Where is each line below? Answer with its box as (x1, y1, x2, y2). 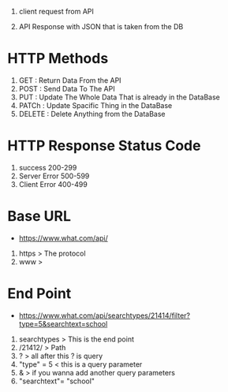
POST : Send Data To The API (18, 84, 115, 93)
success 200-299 (18, 162, 77, 172)
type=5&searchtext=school (18, 319, 108, 328)
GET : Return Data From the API (18, 75, 121, 85)
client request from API (18, 7, 94, 16)
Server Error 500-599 (18, 171, 90, 181)
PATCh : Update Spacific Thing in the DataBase (18, 100, 173, 110)
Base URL (7, 207, 72, 226)
